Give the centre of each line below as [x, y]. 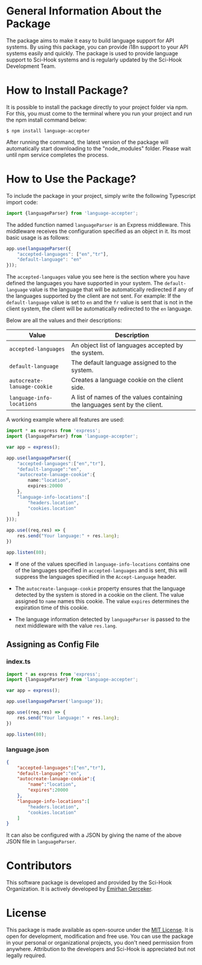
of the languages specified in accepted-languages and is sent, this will [101, 570]
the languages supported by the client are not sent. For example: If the [93, 296]
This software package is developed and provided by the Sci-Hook [89, 883]
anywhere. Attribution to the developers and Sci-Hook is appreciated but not [101, 949]
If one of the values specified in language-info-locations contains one [103, 564]
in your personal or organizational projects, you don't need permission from [100, 943]
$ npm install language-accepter [48, 131]
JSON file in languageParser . [41, 842]
